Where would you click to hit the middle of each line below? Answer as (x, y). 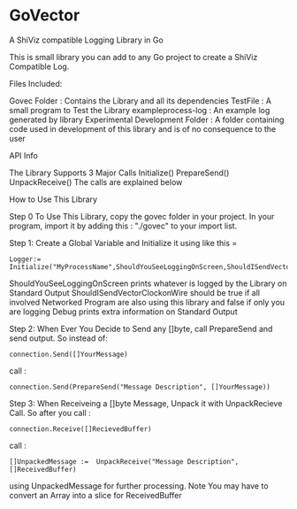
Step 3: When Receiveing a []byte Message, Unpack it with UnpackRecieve (146, 403)
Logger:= (25, 259)
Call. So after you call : (50, 413)
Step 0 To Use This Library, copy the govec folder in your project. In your (142, 216)
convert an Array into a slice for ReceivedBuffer (96, 495)
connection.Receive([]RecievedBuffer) (80, 429)
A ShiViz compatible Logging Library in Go (86, 40)
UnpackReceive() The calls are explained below (96, 181)
